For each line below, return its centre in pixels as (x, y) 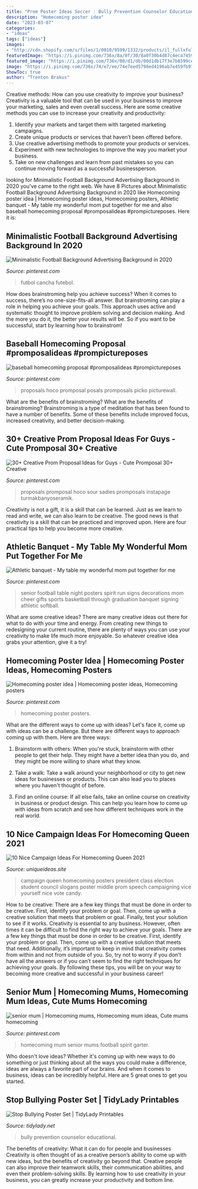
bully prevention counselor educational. (68, 1137)
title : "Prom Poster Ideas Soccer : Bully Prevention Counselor (87, 12)
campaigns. (29, 131)
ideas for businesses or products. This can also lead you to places (95, 779)
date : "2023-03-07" (30, 22)
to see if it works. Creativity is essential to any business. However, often (93, 923)
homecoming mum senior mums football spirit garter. (85, 1045)
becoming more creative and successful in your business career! (85, 973)
